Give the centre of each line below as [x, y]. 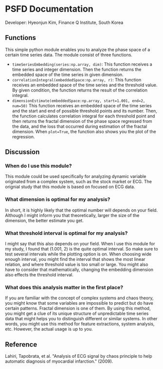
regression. [23, 136]
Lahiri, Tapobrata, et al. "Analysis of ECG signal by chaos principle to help [79, 356]
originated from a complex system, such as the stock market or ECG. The [79, 182]
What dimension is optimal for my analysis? [58, 199]
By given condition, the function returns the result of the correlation [80, 90]
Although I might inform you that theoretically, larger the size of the [72, 215]
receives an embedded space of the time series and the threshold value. [85, 85]
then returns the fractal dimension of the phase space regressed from [82, 121]
